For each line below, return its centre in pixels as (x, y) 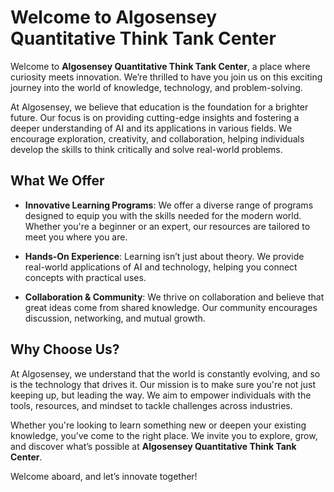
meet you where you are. (76, 237)
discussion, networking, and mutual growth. (115, 318)
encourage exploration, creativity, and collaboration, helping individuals (157, 138)
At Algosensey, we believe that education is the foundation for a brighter (159, 107)
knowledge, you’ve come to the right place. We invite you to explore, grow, (164, 435)
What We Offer (57, 181)
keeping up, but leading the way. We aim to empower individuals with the (161, 395)
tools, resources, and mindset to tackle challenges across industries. (151, 405)
